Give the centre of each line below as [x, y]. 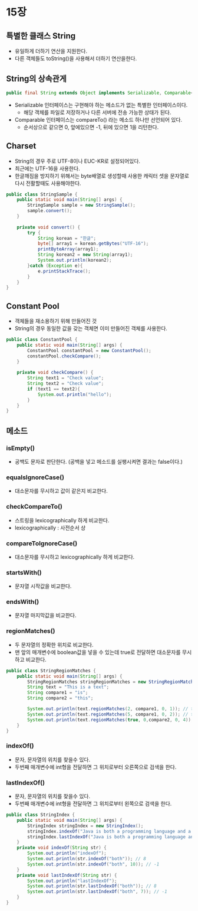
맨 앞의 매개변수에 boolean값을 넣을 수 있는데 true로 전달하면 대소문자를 [98, 652]
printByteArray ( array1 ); [68, 249]
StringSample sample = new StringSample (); [81, 205]
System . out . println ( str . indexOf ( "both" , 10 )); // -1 [93, 864]
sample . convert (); [50, 211]
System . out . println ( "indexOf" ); [67, 853]
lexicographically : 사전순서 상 [50, 528]
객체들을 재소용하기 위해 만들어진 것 [56, 321]
